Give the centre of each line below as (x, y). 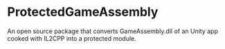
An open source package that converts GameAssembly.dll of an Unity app (112, 31)
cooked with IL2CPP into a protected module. (72, 38)
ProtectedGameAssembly (83, 12)
